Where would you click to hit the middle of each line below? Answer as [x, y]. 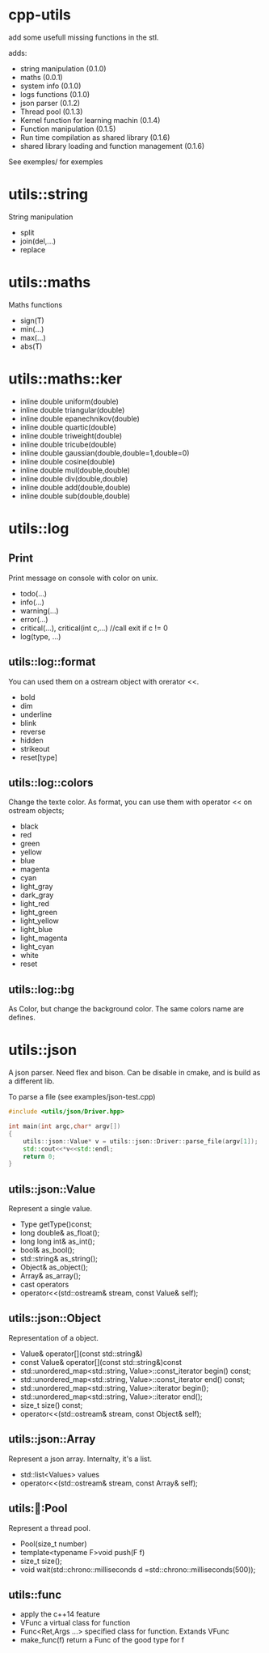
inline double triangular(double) [72, 409]
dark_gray [37, 895]
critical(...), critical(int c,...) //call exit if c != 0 [94, 628]
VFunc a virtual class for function [75, 1623]
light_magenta [44, 938]
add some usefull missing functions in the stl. [84, 37]
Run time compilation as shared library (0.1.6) [95, 137]
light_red [35, 904]
